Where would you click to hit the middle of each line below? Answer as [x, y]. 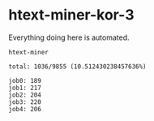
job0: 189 [25, 80]
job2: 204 [25, 95]
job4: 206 [25, 109]
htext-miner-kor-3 [71, 15]
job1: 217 [25, 88]
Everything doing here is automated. [69, 37]
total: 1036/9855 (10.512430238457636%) [78, 67]
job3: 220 [25, 102]
